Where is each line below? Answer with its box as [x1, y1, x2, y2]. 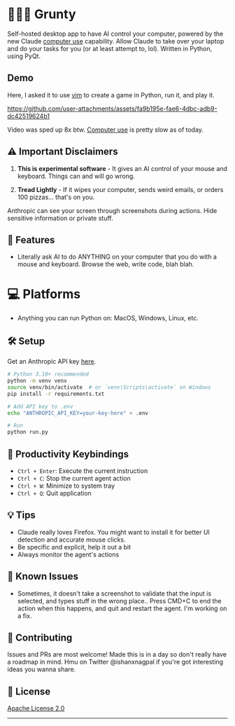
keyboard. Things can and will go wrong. [17, 172, 135, 180]
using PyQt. [7, 52, 41, 60]
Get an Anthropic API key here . [7, 357, 97, 366]
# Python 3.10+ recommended [7, 371, 90, 378]
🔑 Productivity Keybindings [7, 448, 129, 460]
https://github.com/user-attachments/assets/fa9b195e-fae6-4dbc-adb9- [7, 104, 218, 113]
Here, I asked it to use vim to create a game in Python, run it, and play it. [7, 90, 215, 99]
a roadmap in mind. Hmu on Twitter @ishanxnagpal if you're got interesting [7, 658, 224, 666]
